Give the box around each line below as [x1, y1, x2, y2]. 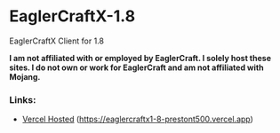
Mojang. [9, 71, 41, 82]
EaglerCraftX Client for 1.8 [9, 35, 105, 46]
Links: [9, 93, 36, 106]
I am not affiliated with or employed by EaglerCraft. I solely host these [9, 52, 272, 63]
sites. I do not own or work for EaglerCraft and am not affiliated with [9, 62, 264, 73]
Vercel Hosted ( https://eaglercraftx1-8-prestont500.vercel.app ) [21, 113, 253, 125]
